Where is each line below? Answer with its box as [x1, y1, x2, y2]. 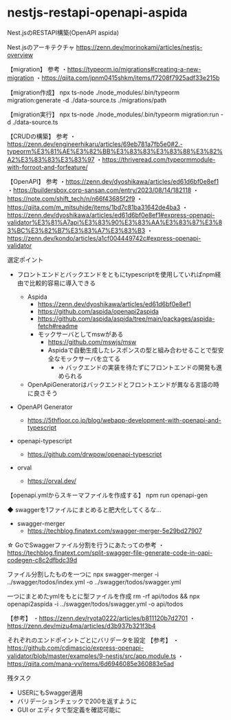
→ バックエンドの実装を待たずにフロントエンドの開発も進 [58, 363, 223, 371]
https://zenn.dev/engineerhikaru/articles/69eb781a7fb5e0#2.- [7, 140, 184, 148]
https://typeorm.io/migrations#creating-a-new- [67, 65, 201, 73]
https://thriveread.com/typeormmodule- [102, 155, 216, 163]
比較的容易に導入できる [29, 279, 96, 287]
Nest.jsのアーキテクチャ [7, 43, 75, 51]
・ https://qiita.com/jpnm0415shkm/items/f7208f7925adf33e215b [35, 74, 220, 82]
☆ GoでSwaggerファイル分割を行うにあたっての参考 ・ [7, 540, 165, 549]
